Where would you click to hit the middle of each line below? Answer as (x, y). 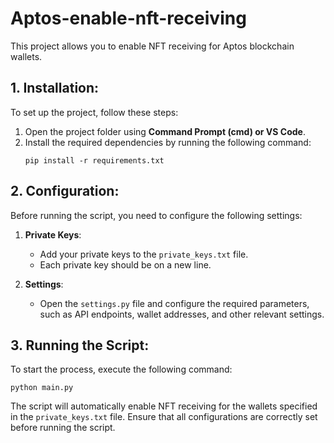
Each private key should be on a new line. (125, 264)
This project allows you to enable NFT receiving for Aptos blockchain (152, 46)
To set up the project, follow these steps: (94, 112)
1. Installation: (55, 88)
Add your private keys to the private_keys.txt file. (144, 254)
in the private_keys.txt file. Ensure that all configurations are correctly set (164, 417)
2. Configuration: (65, 191)
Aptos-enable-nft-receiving (128, 18)
